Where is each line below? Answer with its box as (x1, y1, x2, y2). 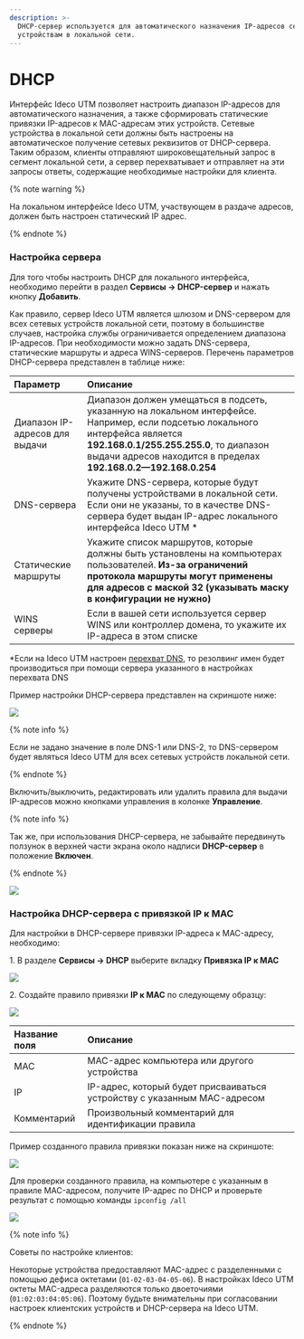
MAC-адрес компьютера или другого (87, 1054, 254, 1067)
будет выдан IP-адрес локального (126, 509, 279, 522)
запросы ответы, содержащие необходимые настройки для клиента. (9, 166, 278, 177)
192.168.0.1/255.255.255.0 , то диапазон (87, 438, 270, 451)
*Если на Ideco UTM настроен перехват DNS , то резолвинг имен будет (9, 652, 285, 663)
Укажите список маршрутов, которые (87, 536, 253, 548)
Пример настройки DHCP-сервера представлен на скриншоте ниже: (9, 689, 278, 700)
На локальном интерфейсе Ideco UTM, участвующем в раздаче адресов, (9, 201, 294, 213)
